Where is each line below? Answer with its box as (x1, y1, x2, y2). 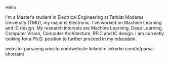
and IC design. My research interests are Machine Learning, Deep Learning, (5, 25, 163, 31)
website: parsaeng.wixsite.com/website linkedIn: (5, 46, 107, 51)
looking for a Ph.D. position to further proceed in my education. (5, 36, 137, 42)
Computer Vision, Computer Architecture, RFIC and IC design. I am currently (5, 30, 164, 36)
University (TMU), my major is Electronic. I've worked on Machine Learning (5, 20, 162, 25)
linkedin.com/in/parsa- (107, 46, 155, 51)
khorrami (5, 51, 24, 57)
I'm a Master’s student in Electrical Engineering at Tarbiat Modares (5, 14, 144, 20)
